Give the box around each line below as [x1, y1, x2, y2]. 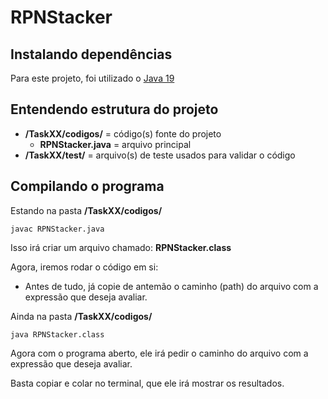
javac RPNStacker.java [10, 224, 105, 234]
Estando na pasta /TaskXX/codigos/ [10, 204, 163, 216]
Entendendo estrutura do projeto [10, 101, 219, 118]
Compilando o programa [10, 178, 165, 195]
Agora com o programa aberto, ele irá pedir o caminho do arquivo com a [10, 347, 309, 359]
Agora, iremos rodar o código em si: [10, 261, 159, 273]
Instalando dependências [10, 46, 173, 63]
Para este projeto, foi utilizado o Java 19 [10, 72, 175, 84]
